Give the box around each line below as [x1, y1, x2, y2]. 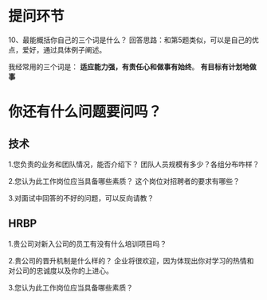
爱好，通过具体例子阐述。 [22, 45, 106, 54]
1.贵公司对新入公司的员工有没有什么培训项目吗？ [8, 239, 167, 248]
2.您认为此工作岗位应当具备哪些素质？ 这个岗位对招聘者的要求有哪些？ [8, 176, 241, 185]
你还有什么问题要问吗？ [8, 103, 163, 121]
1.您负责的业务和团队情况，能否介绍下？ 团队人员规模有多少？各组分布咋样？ [8, 159, 260, 169]
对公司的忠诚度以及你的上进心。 [8, 266, 113, 275]
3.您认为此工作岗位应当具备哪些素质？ [8, 282, 134, 292]
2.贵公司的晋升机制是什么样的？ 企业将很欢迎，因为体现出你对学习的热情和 [8, 255, 254, 265]
